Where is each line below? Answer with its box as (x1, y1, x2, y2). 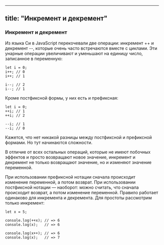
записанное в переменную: (5, 56, 63, 61)
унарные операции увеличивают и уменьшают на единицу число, (5, 50, 143, 56)
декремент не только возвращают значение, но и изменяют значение (5, 159, 152, 165)
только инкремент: (5, 200, 45, 205)
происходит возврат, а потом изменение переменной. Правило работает (5, 189, 159, 195)
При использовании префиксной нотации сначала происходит (5, 174, 136, 180)
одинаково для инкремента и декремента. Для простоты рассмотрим (5, 195, 152, 201)
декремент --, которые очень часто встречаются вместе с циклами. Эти (5, 45, 158, 51)
